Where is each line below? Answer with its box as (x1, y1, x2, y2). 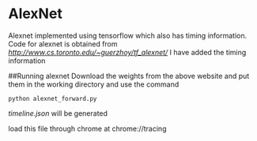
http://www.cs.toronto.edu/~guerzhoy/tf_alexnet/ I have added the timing (8, 47, 247, 57)
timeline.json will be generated (8, 108, 108, 118)
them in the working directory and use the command (8, 80, 180, 89)
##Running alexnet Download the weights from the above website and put (8, 71, 250, 80)
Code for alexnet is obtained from (8, 39, 118, 48)
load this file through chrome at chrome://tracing (8, 124, 167, 133)
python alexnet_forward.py (8, 95, 97, 102)
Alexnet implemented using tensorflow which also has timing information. (8, 31, 248, 40)
